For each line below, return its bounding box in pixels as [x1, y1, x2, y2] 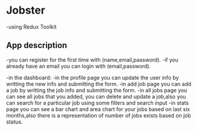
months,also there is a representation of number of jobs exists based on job [6, 112, 191, 119]
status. [6, 118, 23, 125]
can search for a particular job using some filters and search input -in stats [6, 99, 189, 106]
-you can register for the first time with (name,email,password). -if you [6, 56, 179, 63]
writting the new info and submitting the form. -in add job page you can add [6, 80, 192, 87]
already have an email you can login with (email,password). [6, 62, 151, 69]
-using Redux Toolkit [6, 23, 57, 30]
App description [6, 40, 67, 50]
